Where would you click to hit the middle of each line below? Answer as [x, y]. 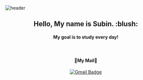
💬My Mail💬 [86, 61]
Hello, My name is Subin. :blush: [86, 24]
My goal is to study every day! [86, 37]
